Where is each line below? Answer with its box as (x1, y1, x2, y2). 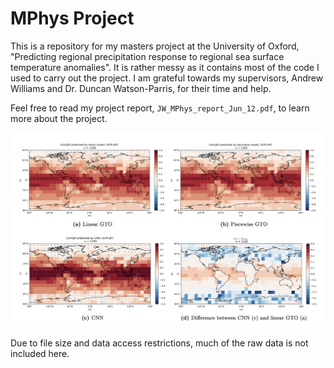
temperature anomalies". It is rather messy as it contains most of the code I (10, 61, 320, 73)
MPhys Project (10, 7, 135, 30)
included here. (10, 347, 70, 359)
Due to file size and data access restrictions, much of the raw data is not (10, 337, 309, 349)
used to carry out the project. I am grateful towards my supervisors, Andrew (10, 72, 324, 84)
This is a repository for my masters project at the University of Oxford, (10, 40, 300, 52)
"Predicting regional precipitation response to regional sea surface (10, 50, 285, 62)
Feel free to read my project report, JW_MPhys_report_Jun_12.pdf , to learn (10, 102, 310, 114)
